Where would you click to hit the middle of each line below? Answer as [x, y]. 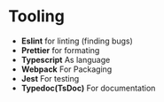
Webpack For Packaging [66, 69]
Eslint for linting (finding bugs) [77, 41]
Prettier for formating [60, 50]
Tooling [37, 16]
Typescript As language [66, 59]
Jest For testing [50, 78]
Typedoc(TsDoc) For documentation [88, 88]
